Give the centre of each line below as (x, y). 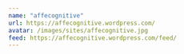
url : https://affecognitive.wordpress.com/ (82, 23)
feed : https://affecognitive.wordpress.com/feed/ (93, 38)
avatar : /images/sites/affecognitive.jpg (78, 30)
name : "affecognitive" (46, 15)
